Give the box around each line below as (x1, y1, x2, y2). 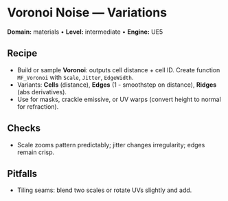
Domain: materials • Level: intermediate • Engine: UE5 (7, 28, 163, 36)
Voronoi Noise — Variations (7, 5, 167, 21)
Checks (7, 123, 41, 134)
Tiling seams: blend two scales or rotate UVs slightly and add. (16, 186, 192, 194)
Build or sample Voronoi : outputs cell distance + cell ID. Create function (16, 65, 220, 74)
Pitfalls (7, 167, 38, 180)
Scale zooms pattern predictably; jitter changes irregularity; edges (16, 140, 205, 149)
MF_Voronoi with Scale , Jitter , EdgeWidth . (16, 73, 134, 81)
